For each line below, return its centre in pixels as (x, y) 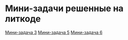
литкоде (23, 19)
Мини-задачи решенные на (64, 9)
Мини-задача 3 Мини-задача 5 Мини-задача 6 (54, 32)
